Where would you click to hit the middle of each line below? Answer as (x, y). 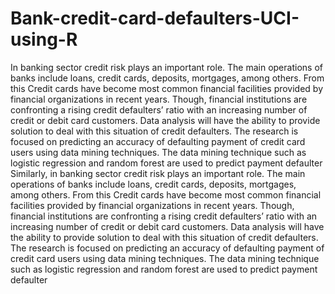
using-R (44, 39)
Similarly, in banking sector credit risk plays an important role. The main (158, 173)
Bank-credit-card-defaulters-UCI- (155, 18)
